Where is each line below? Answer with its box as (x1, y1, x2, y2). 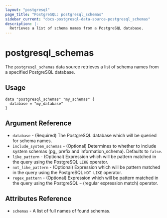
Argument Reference (5, 119, 72, 128)
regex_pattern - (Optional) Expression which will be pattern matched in (12, 175, 159, 181)
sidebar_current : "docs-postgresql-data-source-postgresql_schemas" (5, 16, 151, 21)
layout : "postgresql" (5, 7, 50, 12)
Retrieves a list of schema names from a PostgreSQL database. (9, 26, 144, 31)
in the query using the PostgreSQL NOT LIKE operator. (12, 169, 122, 175)
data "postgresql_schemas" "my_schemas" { (5, 97, 95, 102)
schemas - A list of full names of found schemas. (12, 208, 111, 214)
